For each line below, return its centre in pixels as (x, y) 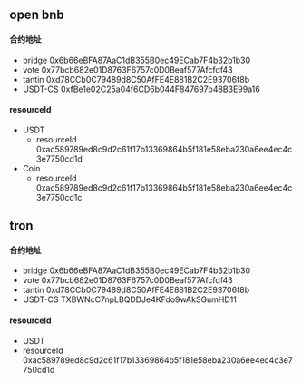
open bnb (37, 15)
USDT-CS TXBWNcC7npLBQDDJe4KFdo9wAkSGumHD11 (130, 299)
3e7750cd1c (59, 197)
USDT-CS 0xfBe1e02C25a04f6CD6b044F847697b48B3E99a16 (141, 89)
